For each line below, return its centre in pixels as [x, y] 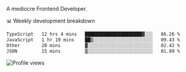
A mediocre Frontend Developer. [47, 9]
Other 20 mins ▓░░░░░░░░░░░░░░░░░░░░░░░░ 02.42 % [93, 45]
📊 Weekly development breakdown [51, 21]
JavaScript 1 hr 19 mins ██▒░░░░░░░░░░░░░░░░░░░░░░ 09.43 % [93, 40]
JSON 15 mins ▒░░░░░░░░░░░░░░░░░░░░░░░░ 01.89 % [93, 51]
